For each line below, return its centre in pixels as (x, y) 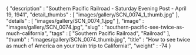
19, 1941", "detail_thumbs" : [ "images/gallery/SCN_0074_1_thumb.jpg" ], (93, 15)
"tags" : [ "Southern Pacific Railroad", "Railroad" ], (110, 33)
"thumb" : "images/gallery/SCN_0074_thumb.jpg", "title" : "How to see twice (98, 39)
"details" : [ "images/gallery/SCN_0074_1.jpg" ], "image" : (75, 21)
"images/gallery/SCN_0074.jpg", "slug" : (55, 27)
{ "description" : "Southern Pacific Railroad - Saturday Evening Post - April (96, 8)
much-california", (27, 33)
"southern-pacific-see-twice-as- (144, 27)
